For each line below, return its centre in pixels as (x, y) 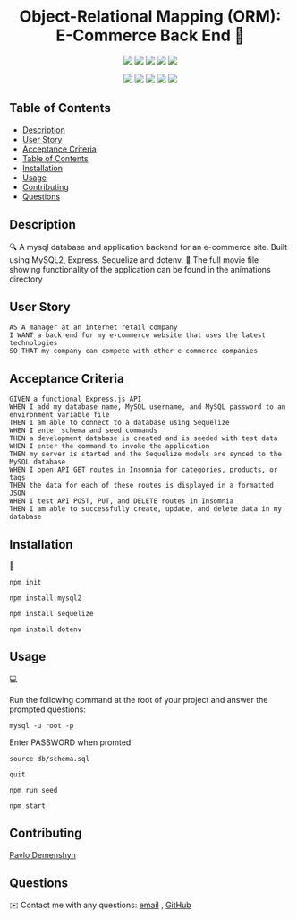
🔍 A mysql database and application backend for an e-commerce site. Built (148, 247)
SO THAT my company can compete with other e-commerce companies (133, 351)
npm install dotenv (46, 629)
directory (26, 279)
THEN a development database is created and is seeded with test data (144, 438)
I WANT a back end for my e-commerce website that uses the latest (138, 335)
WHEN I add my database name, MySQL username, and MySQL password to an (148, 407)
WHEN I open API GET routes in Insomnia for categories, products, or (144, 470)
